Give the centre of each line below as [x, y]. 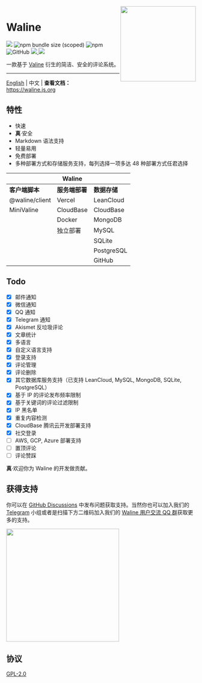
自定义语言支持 [33, 350]
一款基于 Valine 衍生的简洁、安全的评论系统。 [63, 64]
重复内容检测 [31, 417]
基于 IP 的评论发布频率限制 [48, 395]
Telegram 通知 [33, 319]
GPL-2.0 [17, 673]
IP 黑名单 [26, 410]
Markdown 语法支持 [39, 140]
